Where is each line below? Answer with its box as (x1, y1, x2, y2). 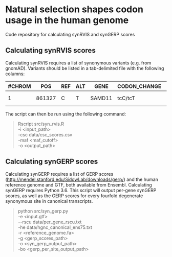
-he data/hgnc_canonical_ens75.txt (17, 224, 92, 230)
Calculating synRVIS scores (5, 46, 96, 55)
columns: (5, 71, 25, 77)
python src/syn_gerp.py (17, 208, 69, 214)
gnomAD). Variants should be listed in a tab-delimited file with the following (5, 65, 164, 71)
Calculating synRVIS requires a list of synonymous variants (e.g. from (5, 60, 152, 66)
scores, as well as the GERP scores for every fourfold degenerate (5, 193, 143, 199)
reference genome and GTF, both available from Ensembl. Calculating (5, 181, 152, 188)
